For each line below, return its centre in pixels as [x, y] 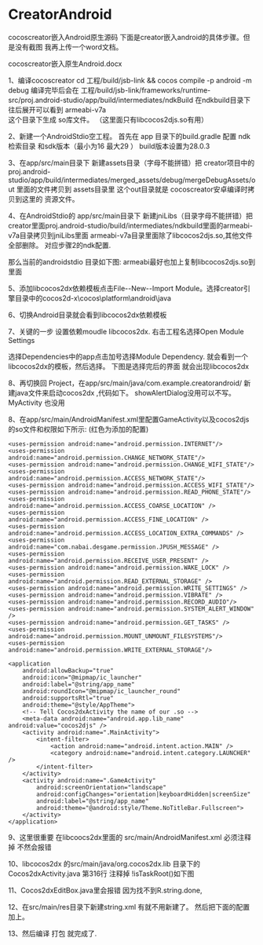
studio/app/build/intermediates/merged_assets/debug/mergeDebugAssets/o [132, 180]
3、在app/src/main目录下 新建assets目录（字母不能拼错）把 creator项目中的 [131, 162]
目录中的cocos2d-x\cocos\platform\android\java [93, 298]
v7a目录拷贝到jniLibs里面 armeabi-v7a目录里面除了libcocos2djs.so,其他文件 [130, 235]
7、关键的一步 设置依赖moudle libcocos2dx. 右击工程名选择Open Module [126, 331]
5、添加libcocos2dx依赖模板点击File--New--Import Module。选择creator [126, 288]
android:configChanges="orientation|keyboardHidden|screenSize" [144, 794]
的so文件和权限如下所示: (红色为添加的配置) [79, 429]
